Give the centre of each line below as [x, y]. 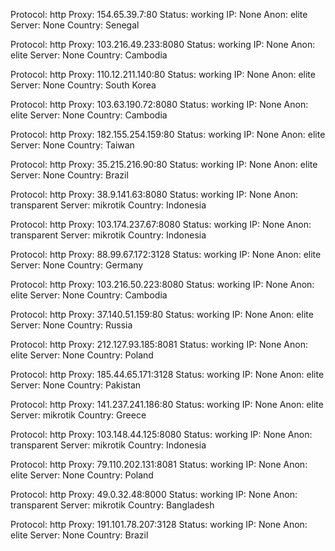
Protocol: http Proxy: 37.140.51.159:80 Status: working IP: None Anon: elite [162, 314]
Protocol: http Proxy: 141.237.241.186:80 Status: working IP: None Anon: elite [167, 404]
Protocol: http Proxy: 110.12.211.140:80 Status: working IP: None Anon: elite [163, 74]
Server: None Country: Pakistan [76, 385]
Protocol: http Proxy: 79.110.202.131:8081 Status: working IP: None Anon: [159, 464]
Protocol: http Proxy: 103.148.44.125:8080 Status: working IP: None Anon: [161, 434]
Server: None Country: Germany [77, 265]
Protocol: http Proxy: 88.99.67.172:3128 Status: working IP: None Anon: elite [166, 254]
